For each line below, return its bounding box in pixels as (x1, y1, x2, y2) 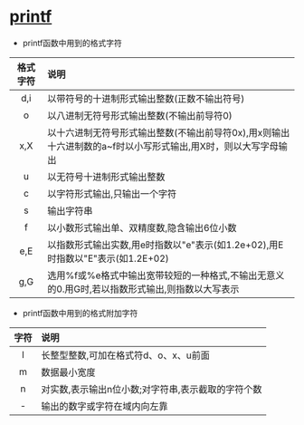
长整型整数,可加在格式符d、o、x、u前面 (41, 349, 210, 362)
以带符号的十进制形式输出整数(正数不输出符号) (46, 92, 245, 105)
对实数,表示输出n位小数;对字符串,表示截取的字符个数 (41, 382, 262, 395)
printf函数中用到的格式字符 (22, 37, 122, 48)
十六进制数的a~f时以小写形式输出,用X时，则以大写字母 (46, 140, 279, 152)
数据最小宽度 (41, 365, 97, 378)
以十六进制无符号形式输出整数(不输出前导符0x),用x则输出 (46, 126, 290, 139)
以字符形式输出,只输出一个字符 (46, 188, 177, 200)
